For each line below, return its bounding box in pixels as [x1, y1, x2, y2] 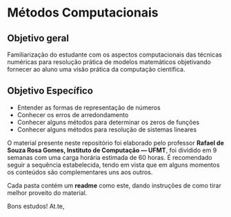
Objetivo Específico [7, 85, 93, 97]
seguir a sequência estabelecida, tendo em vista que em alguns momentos [7, 161, 220, 169]
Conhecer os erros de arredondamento [17, 110, 129, 118]
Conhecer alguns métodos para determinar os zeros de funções [17, 118, 200, 126]
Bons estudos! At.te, [7, 202, 65, 210]
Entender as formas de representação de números [17, 103, 161, 112]
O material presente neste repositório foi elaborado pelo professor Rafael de [7, 138, 224, 147]
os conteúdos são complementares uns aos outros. [7, 167, 153, 176]
